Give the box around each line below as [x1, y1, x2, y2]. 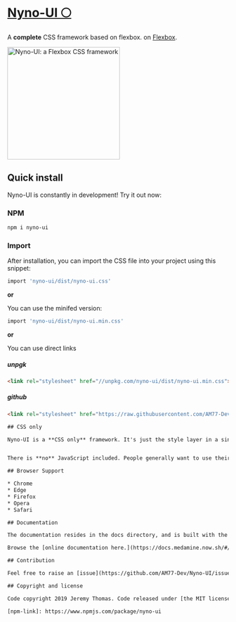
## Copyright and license [7, 582, 83, 590]
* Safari [7, 506, 33, 513]
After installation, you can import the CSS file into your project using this [7, 257, 216, 265]
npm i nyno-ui [7, 224, 49, 231]
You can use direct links [7, 344, 77, 352]
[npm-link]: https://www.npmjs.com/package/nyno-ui [7, 608, 162, 615]
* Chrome [7, 480, 33, 488]
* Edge [7, 487, 27, 494]
